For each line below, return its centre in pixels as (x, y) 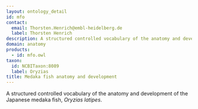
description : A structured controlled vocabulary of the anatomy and (93, 39)
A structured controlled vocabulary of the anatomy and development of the (97, 94)
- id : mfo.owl (29, 55)
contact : (17, 22)
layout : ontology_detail (37, 11)
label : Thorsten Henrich (42, 33)
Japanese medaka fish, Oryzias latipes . (54, 100)
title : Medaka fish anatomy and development (62, 77)
